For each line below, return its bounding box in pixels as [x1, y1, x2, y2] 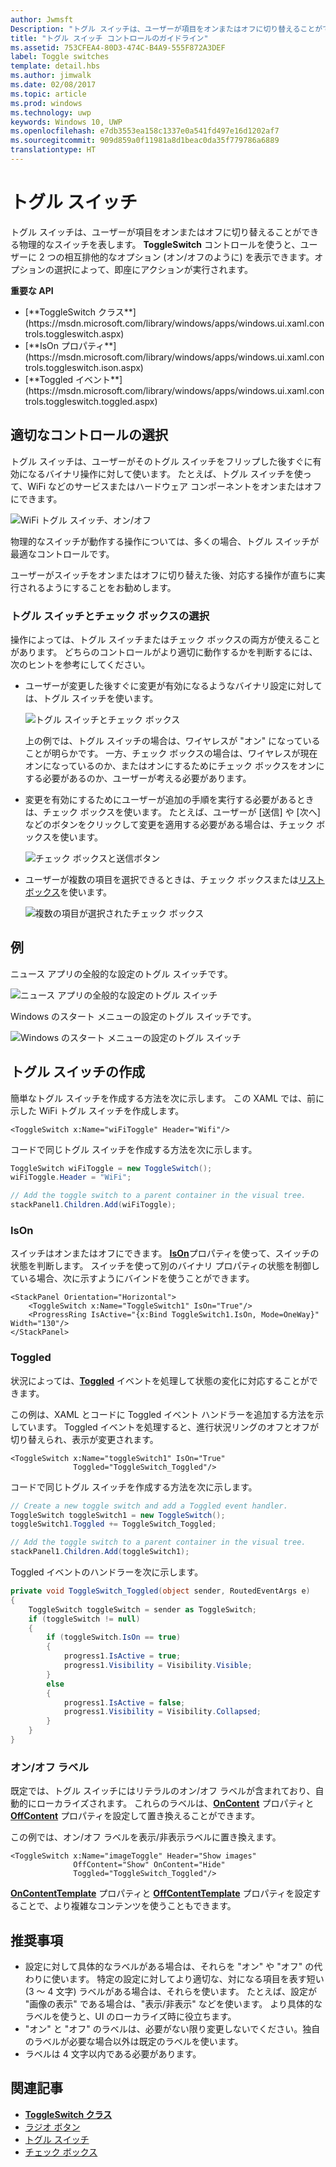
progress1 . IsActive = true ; [63, 1651, 182, 1661]
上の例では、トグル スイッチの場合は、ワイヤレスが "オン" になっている [24, 734, 321, 746]
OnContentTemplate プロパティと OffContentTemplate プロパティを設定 [10, 1887, 313, 1900]
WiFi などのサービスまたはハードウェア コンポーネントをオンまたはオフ [27, 480, 323, 492]
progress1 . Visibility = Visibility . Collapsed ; [63, 1707, 262, 1717]
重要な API [10, 284, 54, 296]
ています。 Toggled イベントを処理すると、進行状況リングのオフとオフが [18, 1421, 320, 1433]
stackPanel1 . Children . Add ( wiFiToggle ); [10, 1200, 177, 1210]
